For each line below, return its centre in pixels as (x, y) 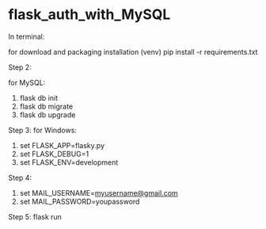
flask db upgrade (47, 114)
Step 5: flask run (35, 216)
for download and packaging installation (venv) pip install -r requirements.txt (133, 52)
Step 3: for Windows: (43, 130)
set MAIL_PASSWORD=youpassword (80, 201)
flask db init (38, 97)
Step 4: (20, 177)
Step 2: (20, 67)
